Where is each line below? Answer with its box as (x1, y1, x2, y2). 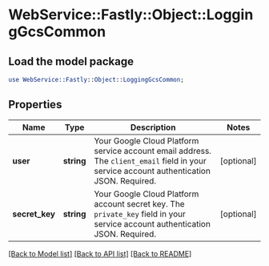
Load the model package (8, 54, 134, 68)
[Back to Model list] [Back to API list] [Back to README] (8, 248, 192, 258)
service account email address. (94, 145, 212, 156)
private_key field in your (94, 208, 186, 220)
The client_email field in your (94, 155, 207, 166)
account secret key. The (94, 198, 186, 209)
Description (130, 122, 176, 133)
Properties (8, 98, 62, 111)
